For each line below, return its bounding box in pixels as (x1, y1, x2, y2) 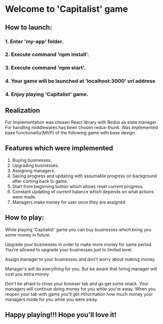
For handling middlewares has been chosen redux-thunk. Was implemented (5, 124, 158, 130)
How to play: (5, 213, 44, 222)
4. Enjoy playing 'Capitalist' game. (5, 91, 88, 98)
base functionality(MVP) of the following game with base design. (5, 130, 136, 135)
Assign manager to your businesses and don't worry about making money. (5, 256, 156, 262)
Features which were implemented (5, 144, 113, 153)
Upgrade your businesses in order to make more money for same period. (5, 241, 153, 247)
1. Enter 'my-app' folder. (5, 38, 64, 45)
